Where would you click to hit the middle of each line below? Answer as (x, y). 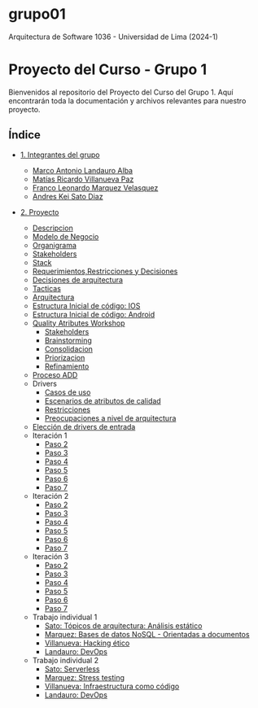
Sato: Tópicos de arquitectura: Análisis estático (123, 625)
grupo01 (37, 14)
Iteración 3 (50, 556)
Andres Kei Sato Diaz (68, 196)
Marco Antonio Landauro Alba (82, 170)
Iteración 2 (50, 496)
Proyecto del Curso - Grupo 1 (108, 70)
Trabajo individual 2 (66, 660)
